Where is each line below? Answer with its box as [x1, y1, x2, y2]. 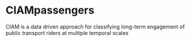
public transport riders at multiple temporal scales [5, 29, 129, 36]
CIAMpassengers [5, 4, 95, 17]
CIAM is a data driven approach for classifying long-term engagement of [5, 23, 185, 30]
